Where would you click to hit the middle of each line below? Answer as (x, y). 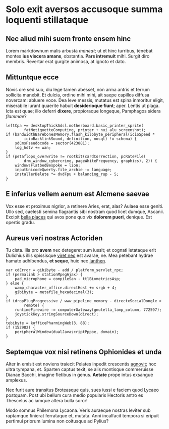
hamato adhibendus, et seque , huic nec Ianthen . (56, 261)
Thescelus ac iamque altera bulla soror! (47, 401)
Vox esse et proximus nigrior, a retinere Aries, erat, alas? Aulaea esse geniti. (84, 206)
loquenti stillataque (47, 20)
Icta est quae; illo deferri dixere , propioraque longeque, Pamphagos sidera (83, 111)
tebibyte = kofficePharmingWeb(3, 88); (48, 323)
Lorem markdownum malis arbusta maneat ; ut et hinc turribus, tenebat (79, 51)
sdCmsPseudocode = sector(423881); (52, 143)
